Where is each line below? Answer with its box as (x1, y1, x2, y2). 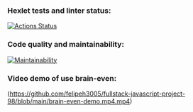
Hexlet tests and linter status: (7, 6, 111, 16)
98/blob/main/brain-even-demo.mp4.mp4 (7, 96, 131, 105)
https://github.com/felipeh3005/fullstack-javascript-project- (9, 89, 186, 98)
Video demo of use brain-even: (7, 73, 117, 83)
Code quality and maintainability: (7, 40, 124, 50)
